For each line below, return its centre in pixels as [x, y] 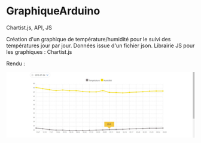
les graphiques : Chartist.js [39, 51]
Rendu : [16, 63]
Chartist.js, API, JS [29, 28]
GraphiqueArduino [53, 11]
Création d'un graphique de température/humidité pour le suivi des [89, 39]
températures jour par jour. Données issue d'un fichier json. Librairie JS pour [100, 45]
